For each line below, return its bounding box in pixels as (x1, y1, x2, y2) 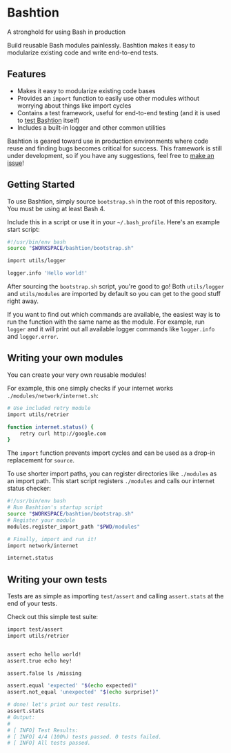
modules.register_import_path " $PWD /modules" (7, 523, 140, 530)
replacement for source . (7, 456, 74, 464)
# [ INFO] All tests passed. (7, 740, 91, 747)
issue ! (7, 159, 24, 167)
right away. (7, 297, 39, 305)
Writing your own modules (7, 352, 123, 364)
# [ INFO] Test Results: (7, 727, 79, 734)
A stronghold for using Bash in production (7, 28, 126, 36)
